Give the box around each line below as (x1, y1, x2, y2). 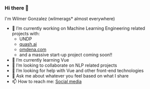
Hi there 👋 (4, 4, 29, 11)
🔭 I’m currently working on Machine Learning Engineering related (11, 25, 145, 31)
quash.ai (19, 41, 37, 47)
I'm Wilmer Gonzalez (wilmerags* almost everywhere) (4, 16, 115, 22)
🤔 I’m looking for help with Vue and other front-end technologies (11, 68, 144, 74)
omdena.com (19, 47, 47, 53)
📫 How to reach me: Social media (11, 79, 82, 85)
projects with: (11, 31, 40, 37)
